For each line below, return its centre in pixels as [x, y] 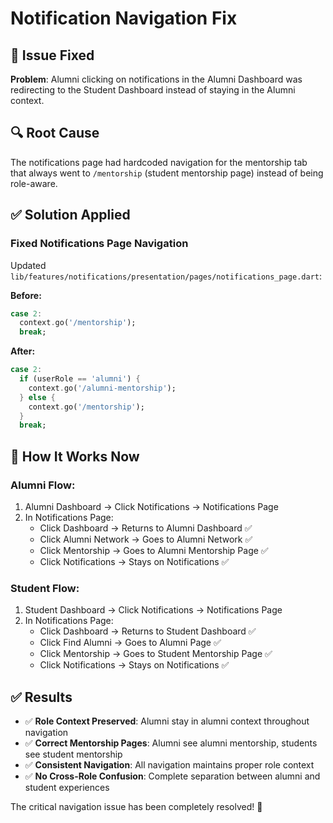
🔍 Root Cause [55, 133]
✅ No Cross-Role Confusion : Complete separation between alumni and [172, 776]
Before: [26, 295]
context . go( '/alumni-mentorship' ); [102, 388]
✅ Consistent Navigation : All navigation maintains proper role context [169, 765]
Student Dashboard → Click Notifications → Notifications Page [153, 610]
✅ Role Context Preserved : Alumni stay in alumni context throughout [167, 721]
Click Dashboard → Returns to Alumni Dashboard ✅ [146, 528]
